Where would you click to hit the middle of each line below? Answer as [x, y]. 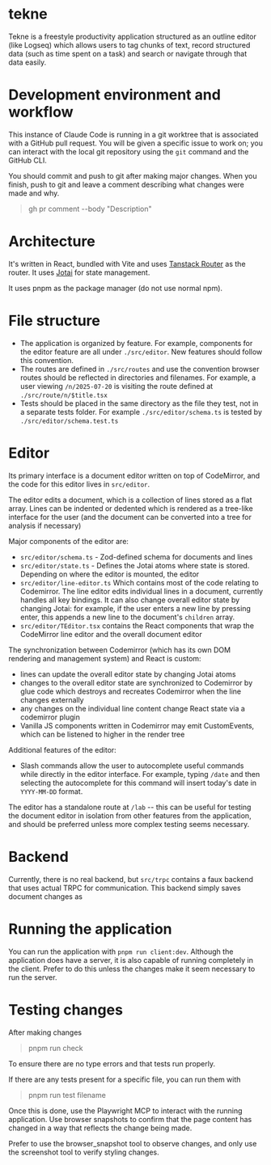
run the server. [33, 977]
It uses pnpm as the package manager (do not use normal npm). [116, 288]
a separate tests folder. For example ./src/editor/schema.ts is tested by [141, 412]
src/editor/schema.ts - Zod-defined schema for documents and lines [136, 557]
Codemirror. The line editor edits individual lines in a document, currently [142, 591]
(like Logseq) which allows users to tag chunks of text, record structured [129, 44]
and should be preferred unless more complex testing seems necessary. [129, 824]
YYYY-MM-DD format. [51, 791]
